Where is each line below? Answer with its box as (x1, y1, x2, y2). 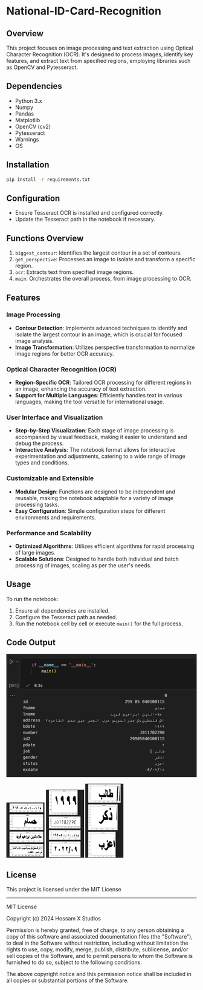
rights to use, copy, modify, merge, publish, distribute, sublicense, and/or (6, 946, 188, 953)
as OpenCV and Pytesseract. (6, 64, 79, 71)
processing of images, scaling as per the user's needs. (14, 562, 152, 569)
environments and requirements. (14, 513, 97, 521)
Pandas (14, 110, 34, 117)
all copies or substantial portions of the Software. (6, 977, 129, 984)
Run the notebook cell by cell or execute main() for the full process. (14, 620, 183, 627)
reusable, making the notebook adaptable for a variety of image (14, 494, 174, 501)
